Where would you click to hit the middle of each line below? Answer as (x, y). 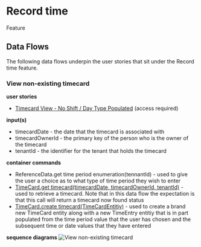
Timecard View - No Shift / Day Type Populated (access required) (97, 108)
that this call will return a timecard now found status (79, 200)
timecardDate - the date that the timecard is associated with (90, 132)
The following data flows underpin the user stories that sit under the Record (100, 61)
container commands (34, 163)
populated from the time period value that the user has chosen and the (103, 219)
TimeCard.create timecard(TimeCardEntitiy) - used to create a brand (100, 207)
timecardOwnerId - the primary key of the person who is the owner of (102, 138)
